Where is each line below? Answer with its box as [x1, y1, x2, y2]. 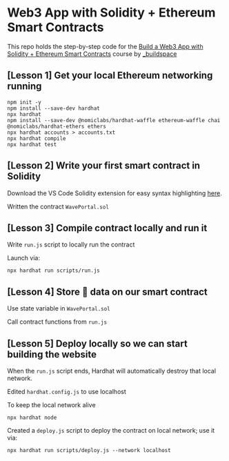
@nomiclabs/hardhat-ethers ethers [7, 123, 107, 130]
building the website [7, 349, 97, 360]
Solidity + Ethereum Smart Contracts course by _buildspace [7, 50, 177, 58]
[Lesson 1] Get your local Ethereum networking [7, 70, 213, 81]
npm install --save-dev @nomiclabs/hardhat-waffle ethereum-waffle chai [7, 117, 221, 124]
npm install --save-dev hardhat [7, 105, 100, 112]
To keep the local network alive [7, 401, 96, 409]
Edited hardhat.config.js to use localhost [7, 388, 126, 395]
